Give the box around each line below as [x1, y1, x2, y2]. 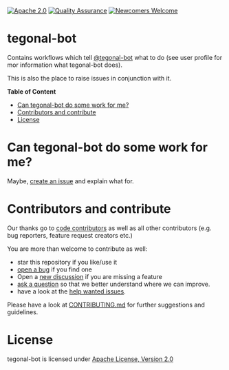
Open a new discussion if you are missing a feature [17, 272, 163, 280]
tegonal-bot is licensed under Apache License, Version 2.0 [7, 355, 174, 363]
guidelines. [7, 307, 39, 316]
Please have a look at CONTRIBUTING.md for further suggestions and [7, 300, 205, 309]
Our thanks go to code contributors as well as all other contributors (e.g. [7, 224, 212, 232]
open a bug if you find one [17, 265, 93, 274]
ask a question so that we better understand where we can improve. [17, 280, 210, 288]
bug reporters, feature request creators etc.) [7, 231, 133, 239]
